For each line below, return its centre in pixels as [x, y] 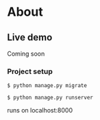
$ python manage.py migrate [47, 86]
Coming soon [26, 53]
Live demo [30, 37]
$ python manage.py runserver [50, 98]
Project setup [30, 71]
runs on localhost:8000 [40, 110]
